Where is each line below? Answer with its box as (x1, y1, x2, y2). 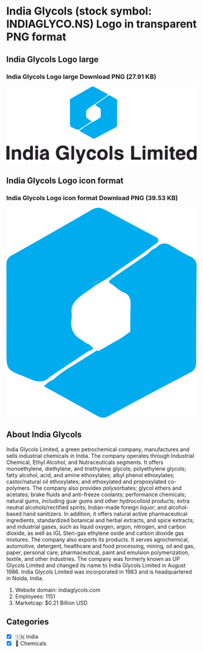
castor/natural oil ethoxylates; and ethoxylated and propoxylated (6, 478, 167, 485)
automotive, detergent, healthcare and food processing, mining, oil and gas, (6, 542, 195, 549)
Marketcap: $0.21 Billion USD (14, 599, 88, 606)
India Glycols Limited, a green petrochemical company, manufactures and (6, 446, 190, 453)
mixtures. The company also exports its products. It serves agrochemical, (6, 535, 190, 543)
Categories (6, 617, 50, 627)
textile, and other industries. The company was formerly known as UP (6, 555, 180, 562)
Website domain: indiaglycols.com (14, 586, 101, 594)
